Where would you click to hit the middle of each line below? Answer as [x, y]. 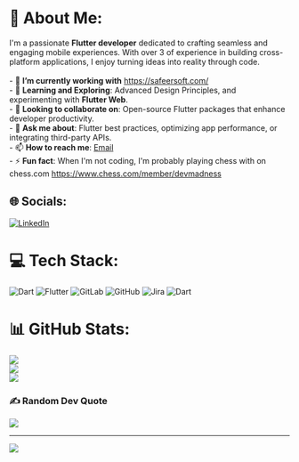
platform [24, 61]
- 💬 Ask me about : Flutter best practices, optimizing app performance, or [143, 127]
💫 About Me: [56, 18]
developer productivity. [52, 118]
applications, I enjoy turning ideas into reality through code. [151, 61]
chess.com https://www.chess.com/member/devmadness [116, 174]
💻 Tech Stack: [64, 260]
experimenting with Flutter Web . [69, 99]
